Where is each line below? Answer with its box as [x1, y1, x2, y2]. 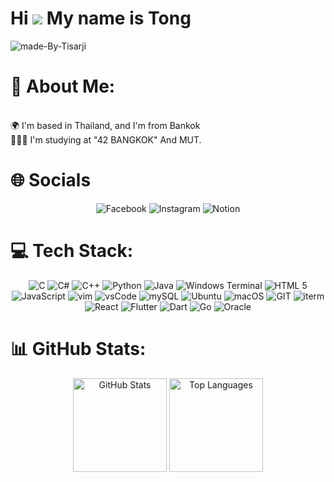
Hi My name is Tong [10, 7, 192, 30]
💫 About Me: [10, 75, 116, 98]
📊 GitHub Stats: [10, 337, 147, 360]
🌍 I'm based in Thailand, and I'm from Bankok [10, 119, 201, 131]
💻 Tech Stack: [10, 240, 134, 262]
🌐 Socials [10, 169, 92, 192]
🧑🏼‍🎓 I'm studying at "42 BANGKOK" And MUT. [10, 133, 202, 146]
